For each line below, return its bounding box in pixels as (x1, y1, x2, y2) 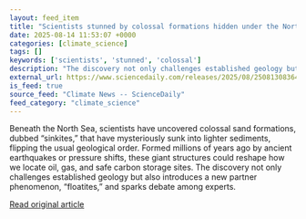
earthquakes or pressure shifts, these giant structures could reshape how (9, 152, 285, 163)
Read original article (9, 199, 85, 210)
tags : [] (9, 47, 43, 57)
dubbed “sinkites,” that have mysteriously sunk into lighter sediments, (9, 133, 271, 144)
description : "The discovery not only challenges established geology (9, 65, 283, 74)
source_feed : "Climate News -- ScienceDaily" (9, 89, 185, 99)
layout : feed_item (9, 13, 79, 23)
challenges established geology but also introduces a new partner (9, 172, 258, 182)
